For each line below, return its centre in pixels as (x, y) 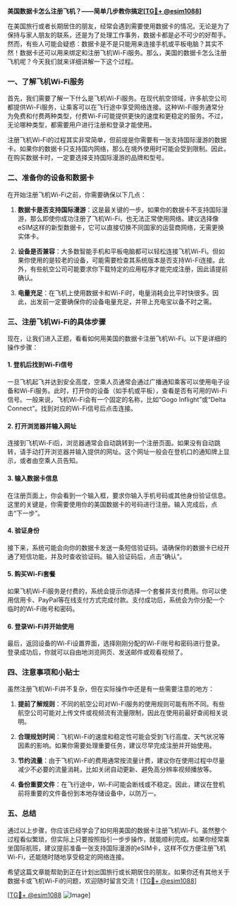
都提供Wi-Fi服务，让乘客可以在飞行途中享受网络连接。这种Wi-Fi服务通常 (113, 107)
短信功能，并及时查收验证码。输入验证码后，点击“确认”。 (103, 556)
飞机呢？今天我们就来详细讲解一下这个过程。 (72, 62)
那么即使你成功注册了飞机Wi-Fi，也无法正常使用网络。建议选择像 (124, 218)
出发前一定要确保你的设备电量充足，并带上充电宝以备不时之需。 (123, 302)
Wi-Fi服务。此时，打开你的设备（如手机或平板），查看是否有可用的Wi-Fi (123, 391)
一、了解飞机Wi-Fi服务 (46, 81)
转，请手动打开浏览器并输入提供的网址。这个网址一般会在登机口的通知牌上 (115, 452)
